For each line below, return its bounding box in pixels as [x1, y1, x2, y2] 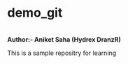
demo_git [7, 5, 63, 21]
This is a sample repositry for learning [7, 49, 117, 57]
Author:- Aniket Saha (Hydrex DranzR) [7, 35, 121, 43]
